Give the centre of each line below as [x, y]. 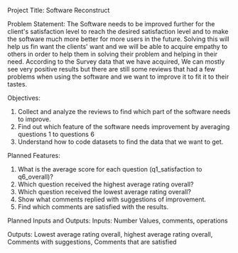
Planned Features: [34, 156]
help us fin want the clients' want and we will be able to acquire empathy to [118, 46]
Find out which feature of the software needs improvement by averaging [124, 126]
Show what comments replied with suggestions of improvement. [112, 199]
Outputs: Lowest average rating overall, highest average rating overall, [110, 234]
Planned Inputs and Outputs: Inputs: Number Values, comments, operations [118, 220]
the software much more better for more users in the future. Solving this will [118, 39]
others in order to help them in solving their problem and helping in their [113, 54]
